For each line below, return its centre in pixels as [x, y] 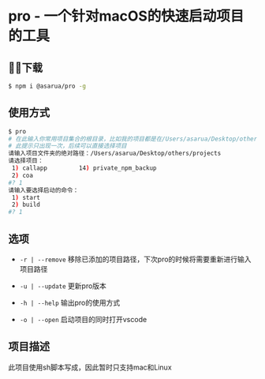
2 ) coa [22, 175]
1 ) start [26, 197]
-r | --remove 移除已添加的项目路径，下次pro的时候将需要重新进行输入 [135, 259]
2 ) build [26, 205]
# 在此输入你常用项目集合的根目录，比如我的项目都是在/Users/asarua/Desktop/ [124, 139]
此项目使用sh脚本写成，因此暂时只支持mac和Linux [90, 367]
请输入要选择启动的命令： [43, 190]
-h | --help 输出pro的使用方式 [70, 302]
